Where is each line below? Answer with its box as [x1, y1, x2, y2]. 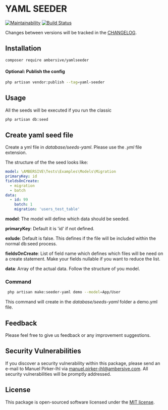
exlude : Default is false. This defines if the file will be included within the [5, 235, 156, 241]
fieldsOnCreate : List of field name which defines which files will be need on [5, 250, 163, 257]
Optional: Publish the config [5, 69, 66, 75]
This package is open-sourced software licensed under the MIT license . [5, 399, 155, 405]
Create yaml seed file [5, 131, 74, 139]
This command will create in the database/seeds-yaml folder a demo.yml [5, 299, 158, 305]
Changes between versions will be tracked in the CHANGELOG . [5, 29, 137, 35]
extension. [5, 149, 27, 156]
